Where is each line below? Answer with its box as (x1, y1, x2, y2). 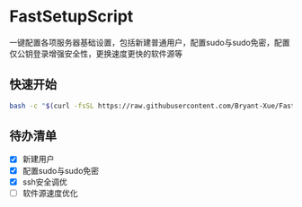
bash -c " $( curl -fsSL (9, 101, 94, 110)
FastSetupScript (9, 6, 134, 27)
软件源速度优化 (22, 187, 78, 198)
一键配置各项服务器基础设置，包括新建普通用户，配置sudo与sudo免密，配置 (9, 37, 290, 47)
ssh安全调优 (22, 177, 67, 187)
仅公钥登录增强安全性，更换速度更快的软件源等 (9, 47, 182, 59)
